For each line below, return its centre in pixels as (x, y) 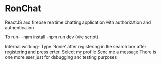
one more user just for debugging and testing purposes (61, 57)
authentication (20, 27)
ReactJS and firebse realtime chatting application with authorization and (78, 22)
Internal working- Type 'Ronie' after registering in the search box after (76, 46)
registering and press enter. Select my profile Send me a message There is (80, 52)
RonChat (23, 9)
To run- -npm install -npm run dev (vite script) (52, 37)
